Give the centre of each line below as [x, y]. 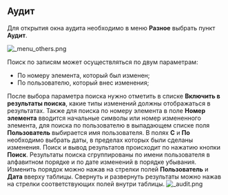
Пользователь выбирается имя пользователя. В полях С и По [99, 132]
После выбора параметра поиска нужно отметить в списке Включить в [114, 96]
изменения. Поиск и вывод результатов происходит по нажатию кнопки [114, 147]
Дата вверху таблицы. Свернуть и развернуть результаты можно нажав [114, 176]
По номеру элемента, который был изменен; [83, 75]
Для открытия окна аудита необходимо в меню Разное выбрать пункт [111, 28]
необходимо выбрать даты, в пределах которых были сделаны [100, 140]
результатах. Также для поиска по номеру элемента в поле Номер [106, 110]
